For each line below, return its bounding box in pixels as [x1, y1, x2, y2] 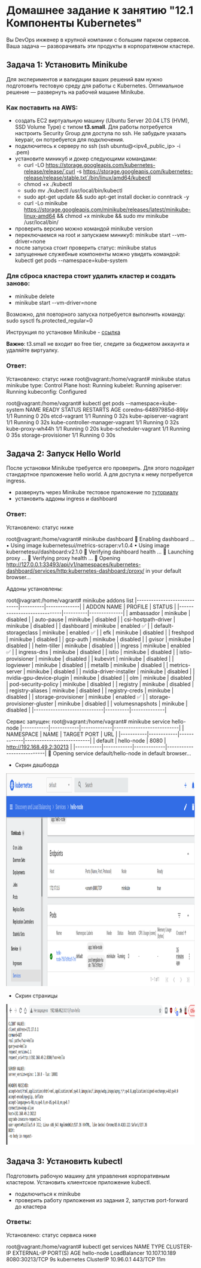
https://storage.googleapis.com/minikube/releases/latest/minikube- [23, 206, 191, 213]
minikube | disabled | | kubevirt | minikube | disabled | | [38, 655, 174, 662]
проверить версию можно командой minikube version [14, 225, 153, 232]
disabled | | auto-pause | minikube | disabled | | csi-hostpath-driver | [6, 616, 175, 623]
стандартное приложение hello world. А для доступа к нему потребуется [6, 471, 193, 478]
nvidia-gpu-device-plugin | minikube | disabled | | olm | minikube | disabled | [6, 674, 195, 681]
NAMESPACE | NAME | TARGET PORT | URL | [6, 731, 118, 738]
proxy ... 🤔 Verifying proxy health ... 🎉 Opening [6, 554, 121, 561]
